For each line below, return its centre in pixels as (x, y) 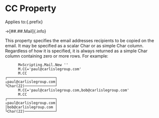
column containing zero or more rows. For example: (57, 56)
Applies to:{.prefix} (24, 22)
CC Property (31, 8)
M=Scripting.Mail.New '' (43, 65)
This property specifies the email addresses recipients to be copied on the (79, 40)
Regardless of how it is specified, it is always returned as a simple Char (76, 51)
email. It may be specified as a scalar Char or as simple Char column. (74, 45)
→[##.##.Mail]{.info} (26, 31)
